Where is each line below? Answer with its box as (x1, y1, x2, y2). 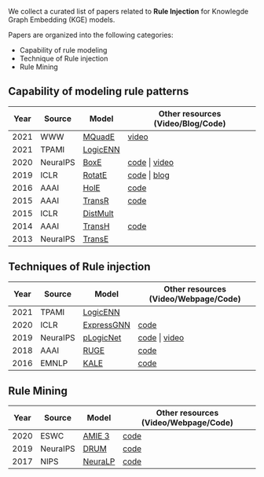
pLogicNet (82, 332, 122, 343)
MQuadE (82, 131, 115, 142)
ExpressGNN (82, 319, 131, 330)
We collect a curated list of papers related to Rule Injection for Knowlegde (8, 7, 249, 16)
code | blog (127, 169, 170, 180)
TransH (82, 220, 110, 231)
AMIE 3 (82, 431, 110, 442)
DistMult (82, 207, 114, 218)
